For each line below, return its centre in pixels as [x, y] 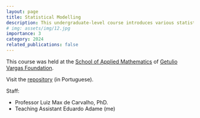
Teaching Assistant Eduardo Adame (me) [65, 109]
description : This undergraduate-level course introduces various [90, 23]
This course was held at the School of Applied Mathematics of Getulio [92, 61]
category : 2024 [25, 39]
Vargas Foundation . [30, 68]
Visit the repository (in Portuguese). [50, 79]
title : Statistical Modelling [44, 17]
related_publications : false [42, 45]
